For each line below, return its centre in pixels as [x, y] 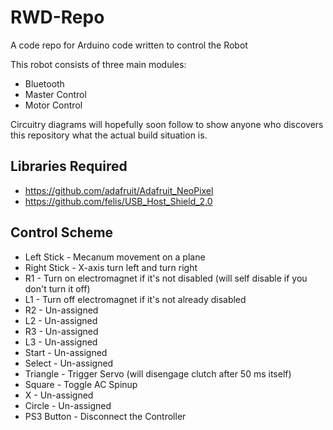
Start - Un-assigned [66, 352]
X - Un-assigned [59, 395]
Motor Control [53, 105]
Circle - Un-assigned [68, 405]
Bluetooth [44, 83]
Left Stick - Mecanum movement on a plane [115, 257]
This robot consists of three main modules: [98, 64]
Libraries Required [69, 166]
